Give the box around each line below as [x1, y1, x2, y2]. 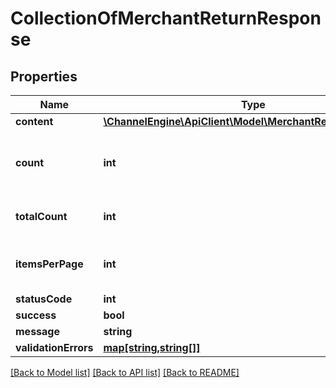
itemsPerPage [15, 257, 84, 271]
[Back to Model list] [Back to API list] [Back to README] [10, 367, 240, 378]
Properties [10, 68, 78, 85]
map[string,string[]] [103, 341, 201, 354]
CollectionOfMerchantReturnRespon [10, 7, 322, 30]
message [15, 325, 60, 338]
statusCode [15, 292, 73, 306]
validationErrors [15, 341, 94, 354]
